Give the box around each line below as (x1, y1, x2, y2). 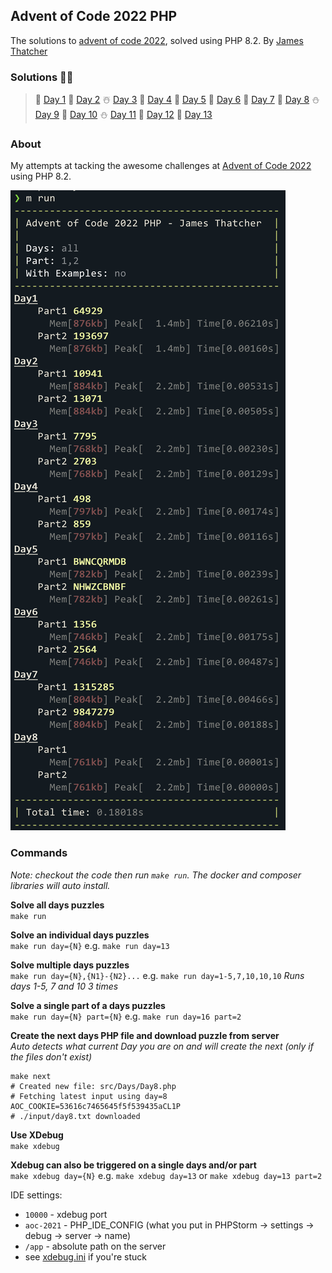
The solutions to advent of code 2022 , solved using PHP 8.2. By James (10, 34, 304, 46)
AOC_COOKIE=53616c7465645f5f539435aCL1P (10, 1101, 182, 1111)
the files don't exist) (10, 1050, 93, 1063)
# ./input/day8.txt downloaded (10, 1111, 141, 1121)
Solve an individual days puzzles (10, 929, 150, 941)
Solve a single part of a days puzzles (10, 999, 166, 1011)
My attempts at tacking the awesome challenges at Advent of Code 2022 (10, 160, 312, 172)
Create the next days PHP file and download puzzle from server (10, 1029, 280, 1041)
